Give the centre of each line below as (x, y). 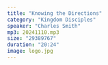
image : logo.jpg (30, 51)
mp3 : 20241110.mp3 (33, 32)
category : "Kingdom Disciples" (52, 20)
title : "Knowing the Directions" (55, 13)
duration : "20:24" (33, 45)
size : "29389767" (32, 39)
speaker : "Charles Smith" (44, 26)
